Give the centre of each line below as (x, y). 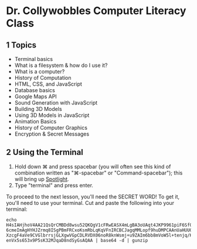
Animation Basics (35, 121)
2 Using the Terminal (45, 152)
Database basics (35, 90)
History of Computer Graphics (51, 128)
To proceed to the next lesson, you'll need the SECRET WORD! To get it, (93, 196)
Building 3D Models (38, 109)
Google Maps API (35, 96)
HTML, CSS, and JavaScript (48, 84)
